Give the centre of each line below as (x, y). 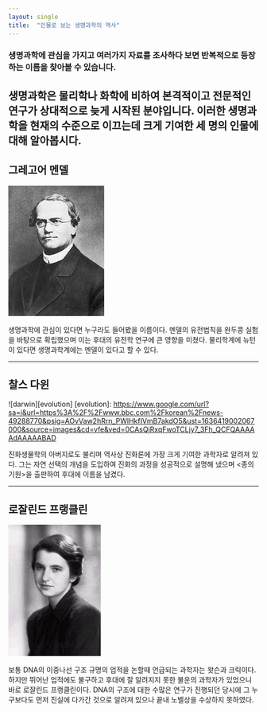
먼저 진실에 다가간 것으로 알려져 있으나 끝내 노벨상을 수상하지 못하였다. (145, 700)
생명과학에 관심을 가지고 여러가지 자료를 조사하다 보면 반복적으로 (124, 56)
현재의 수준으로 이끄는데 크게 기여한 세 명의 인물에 (144, 125)
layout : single (33, 17)
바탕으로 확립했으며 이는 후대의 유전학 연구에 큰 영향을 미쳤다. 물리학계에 (129, 339)
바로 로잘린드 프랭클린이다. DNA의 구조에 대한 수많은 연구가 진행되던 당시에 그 (129, 690)
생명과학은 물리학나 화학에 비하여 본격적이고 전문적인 (130, 96)
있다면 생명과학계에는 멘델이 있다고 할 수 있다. (87, 350)
